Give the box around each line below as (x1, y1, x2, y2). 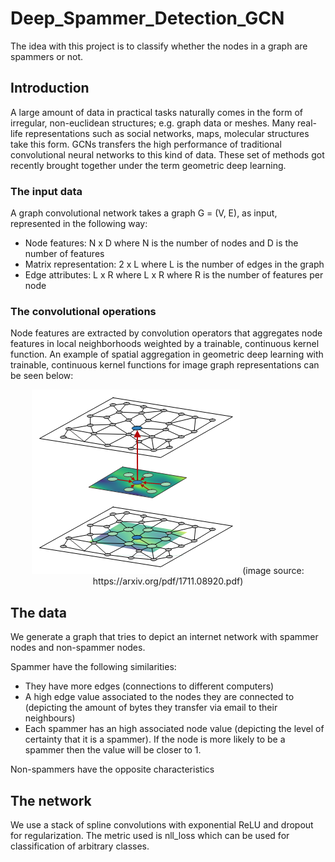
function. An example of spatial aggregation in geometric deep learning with (10, 348, 324, 361)
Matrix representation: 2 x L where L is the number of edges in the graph (24, 258, 325, 271)
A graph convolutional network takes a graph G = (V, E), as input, (10, 207, 278, 219)
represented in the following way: (10, 218, 148, 230)
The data (10, 604, 67, 621)
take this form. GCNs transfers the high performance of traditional (10, 138, 282, 150)
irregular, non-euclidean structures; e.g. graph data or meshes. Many (10, 117, 296, 129)
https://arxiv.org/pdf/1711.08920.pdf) (92, 575, 244, 587)
